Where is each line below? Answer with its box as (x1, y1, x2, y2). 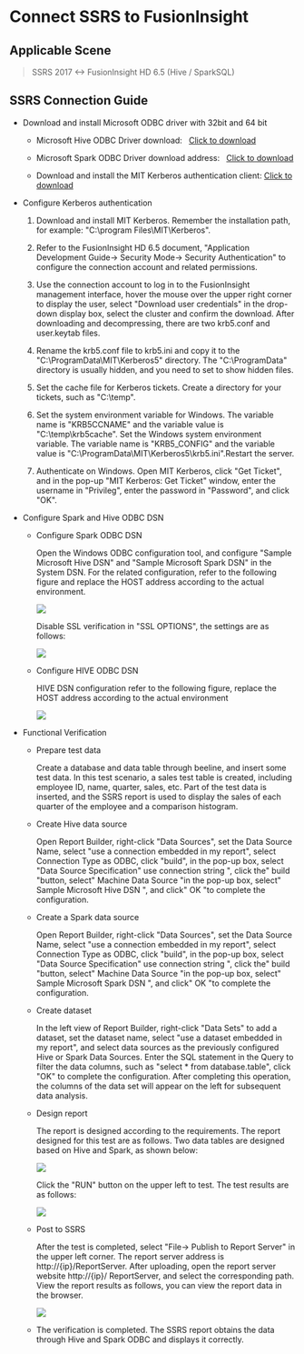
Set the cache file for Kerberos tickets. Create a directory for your (35, 382, 282, 393)
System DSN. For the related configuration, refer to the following (35, 567, 277, 577)
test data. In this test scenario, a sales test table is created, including (35, 771, 293, 783)
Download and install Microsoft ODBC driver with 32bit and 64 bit (22, 116, 268, 128)
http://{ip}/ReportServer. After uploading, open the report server (35, 1260, 277, 1271)
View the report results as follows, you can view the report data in (35, 1279, 283, 1290)
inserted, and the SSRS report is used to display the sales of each (35, 791, 281, 802)
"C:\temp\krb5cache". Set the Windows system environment (35, 428, 262, 439)
